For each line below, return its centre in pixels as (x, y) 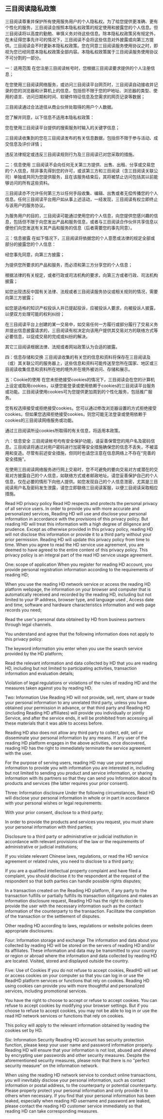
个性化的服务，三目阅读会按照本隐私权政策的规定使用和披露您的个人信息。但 (81, 27)
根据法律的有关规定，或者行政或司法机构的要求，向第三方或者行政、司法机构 (81, 275)
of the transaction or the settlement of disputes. (53, 916)
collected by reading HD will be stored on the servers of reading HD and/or (80, 945)
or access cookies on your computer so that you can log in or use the (74, 975)
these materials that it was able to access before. (54, 723)
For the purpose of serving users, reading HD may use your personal (74, 763)
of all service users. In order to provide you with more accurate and (72, 509)
